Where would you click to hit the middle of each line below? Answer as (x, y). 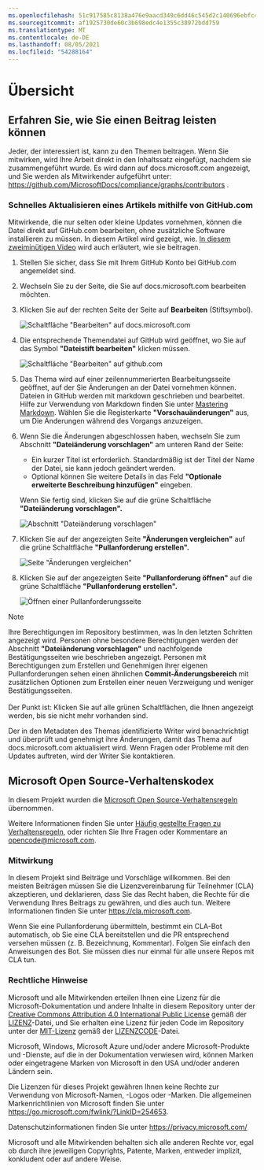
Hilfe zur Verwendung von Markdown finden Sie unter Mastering (124, 404)
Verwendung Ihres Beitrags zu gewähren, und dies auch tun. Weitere (119, 903)
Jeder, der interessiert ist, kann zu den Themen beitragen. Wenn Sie (119, 151)
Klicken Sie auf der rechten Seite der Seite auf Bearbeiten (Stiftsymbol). (136, 310)
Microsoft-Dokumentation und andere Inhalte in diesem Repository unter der (132, 1005)
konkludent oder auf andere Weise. (65, 1159)
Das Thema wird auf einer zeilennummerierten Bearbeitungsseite (125, 380)
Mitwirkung (31, 861)
